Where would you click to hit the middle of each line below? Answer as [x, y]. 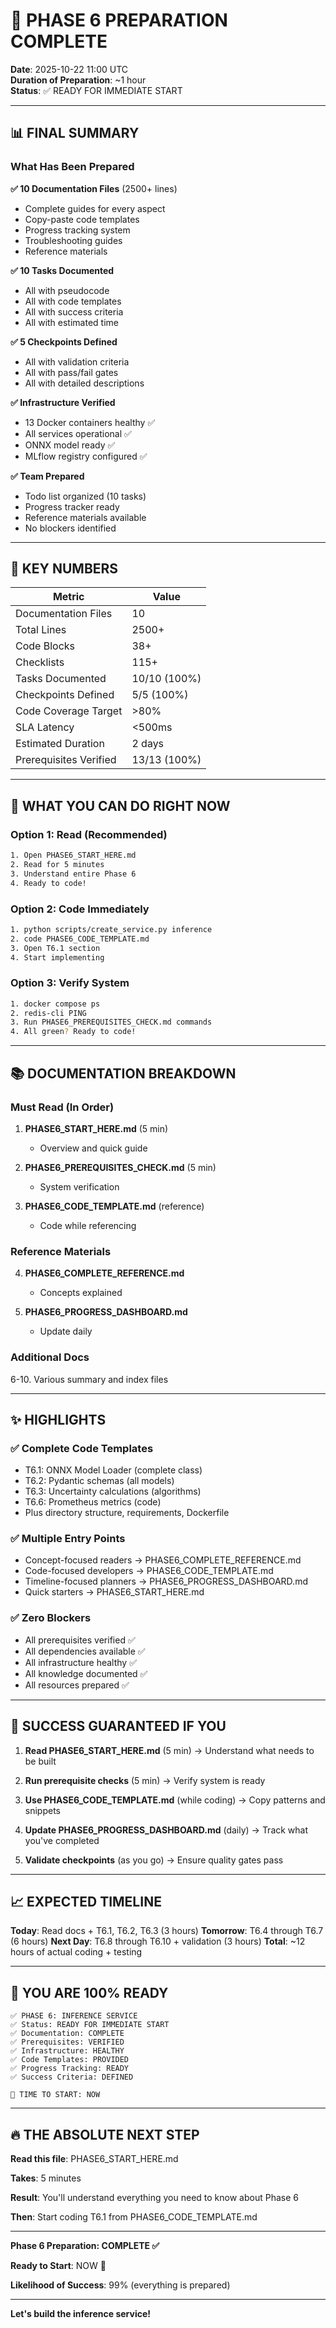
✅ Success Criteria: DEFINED [72, 2077]
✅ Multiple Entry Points [68, 1539]
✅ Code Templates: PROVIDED [70, 2060]
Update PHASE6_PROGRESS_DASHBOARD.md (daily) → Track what [166, 1830]
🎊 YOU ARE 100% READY [89, 1992]
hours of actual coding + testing [76, 1952]
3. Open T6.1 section [55, 948]
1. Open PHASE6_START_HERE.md [73, 855]
